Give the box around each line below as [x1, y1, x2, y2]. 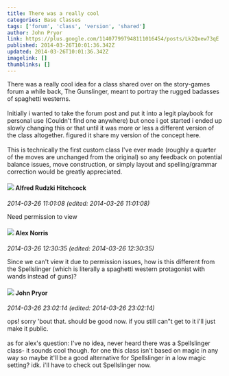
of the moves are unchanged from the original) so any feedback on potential [7, 152, 223, 161]
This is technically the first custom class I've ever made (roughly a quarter [7, 145, 217, 154]
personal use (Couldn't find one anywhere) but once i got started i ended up [7, 116, 223, 124]
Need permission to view [7, 212, 77, 220]
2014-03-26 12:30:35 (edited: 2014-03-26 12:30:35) [7, 244, 154, 252]
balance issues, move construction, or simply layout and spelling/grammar [7, 160, 217, 168]
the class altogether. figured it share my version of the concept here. [7, 131, 201, 139]
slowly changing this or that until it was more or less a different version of [7, 124, 215, 132]
